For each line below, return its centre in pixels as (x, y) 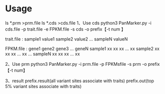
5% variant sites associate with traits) (43, 86)
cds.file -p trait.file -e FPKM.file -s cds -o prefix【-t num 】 (65, 29)
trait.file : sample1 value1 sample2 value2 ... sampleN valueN (66, 39)
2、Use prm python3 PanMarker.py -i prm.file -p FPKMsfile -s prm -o (76, 64)
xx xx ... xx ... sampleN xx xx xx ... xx (43, 54)
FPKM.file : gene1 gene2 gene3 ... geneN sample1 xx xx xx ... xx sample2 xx (82, 48)
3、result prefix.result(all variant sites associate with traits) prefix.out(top (80, 81)
